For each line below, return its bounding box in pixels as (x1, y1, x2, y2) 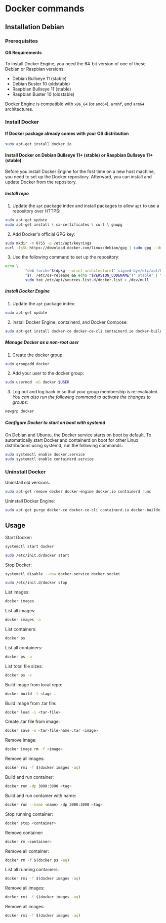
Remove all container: (5, 848, 49, 854)
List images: (5, 589, 30, 595)
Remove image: (5, 737, 37, 743)
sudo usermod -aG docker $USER (5, 380, 70, 385)
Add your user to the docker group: (12, 370, 84, 376)
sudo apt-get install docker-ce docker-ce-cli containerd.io (5, 329, 134, 334)
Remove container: (5, 830, 43, 836)
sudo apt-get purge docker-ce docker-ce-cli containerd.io (5, 507, 129, 513)
